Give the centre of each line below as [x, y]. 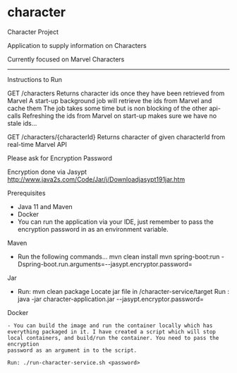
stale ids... [22, 123]
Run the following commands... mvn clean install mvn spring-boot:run [119, 256]
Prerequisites [26, 193]
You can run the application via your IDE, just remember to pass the [115, 221]
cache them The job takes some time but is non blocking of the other [108, 108]
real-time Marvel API [37, 144]
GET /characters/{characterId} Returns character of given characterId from [116, 137]
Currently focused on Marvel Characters [66, 59]
